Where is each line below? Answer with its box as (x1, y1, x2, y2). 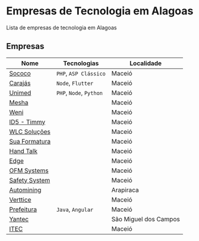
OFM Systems (9, 166, 49, 175)
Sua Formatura (9, 137, 51, 145)
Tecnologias (63, 59, 99, 67)
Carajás (9, 79, 31, 87)
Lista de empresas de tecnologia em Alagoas (6, 24, 117, 31)
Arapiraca (111, 185, 139, 194)
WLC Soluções (9, 127, 51, 136)
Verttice (9, 196, 32, 204)
